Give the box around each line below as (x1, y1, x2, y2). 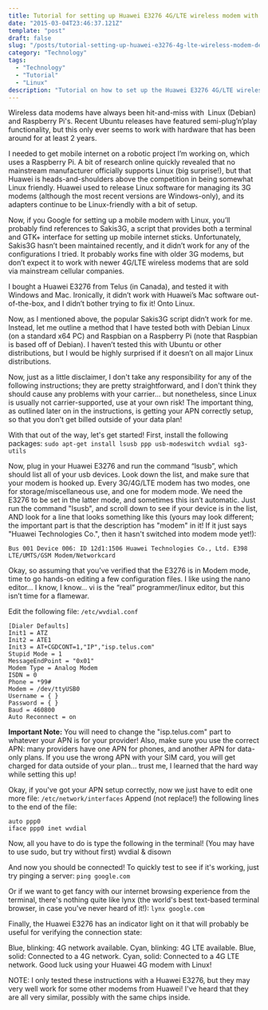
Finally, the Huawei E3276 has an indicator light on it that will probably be (8, 919, 249, 928)
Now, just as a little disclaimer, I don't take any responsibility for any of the (8, 373, 252, 382)
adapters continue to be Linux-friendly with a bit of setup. (8, 200, 198, 210)
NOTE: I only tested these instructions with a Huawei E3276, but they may (8, 976, 250, 985)
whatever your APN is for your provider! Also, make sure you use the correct (8, 736, 259, 745)
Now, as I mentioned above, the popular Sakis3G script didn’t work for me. (8, 314, 253, 324)
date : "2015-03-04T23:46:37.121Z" (8, 19, 124, 27)
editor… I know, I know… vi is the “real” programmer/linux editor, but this (8, 583, 245, 593)
